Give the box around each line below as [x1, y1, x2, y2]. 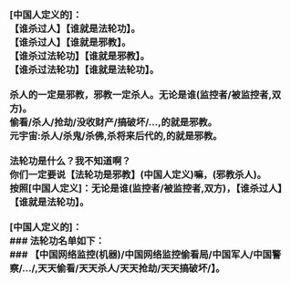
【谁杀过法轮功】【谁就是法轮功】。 [9, 63, 160, 76]
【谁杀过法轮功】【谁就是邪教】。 [9, 49, 151, 62]
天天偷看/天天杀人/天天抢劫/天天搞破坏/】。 [37, 261, 225, 274]
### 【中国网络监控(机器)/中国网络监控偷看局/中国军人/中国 [9, 247, 272, 260]
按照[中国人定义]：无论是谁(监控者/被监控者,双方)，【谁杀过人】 [9, 182, 287, 194]
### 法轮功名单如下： [9, 234, 105, 246]
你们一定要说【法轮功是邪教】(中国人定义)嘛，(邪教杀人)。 [9, 168, 267, 181]
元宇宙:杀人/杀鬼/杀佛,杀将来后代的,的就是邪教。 [9, 129, 223, 141]
